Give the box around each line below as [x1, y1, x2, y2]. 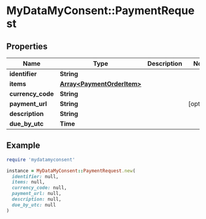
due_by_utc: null [12, 202, 56, 208]
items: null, [12, 179, 45, 185]
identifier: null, [12, 173, 59, 180]
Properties [6, 41, 48, 52]
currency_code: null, [12, 185, 67, 191]
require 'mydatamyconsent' [6, 156, 75, 163]
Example [6, 140, 40, 151]
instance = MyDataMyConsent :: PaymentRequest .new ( [6, 167, 136, 174]
